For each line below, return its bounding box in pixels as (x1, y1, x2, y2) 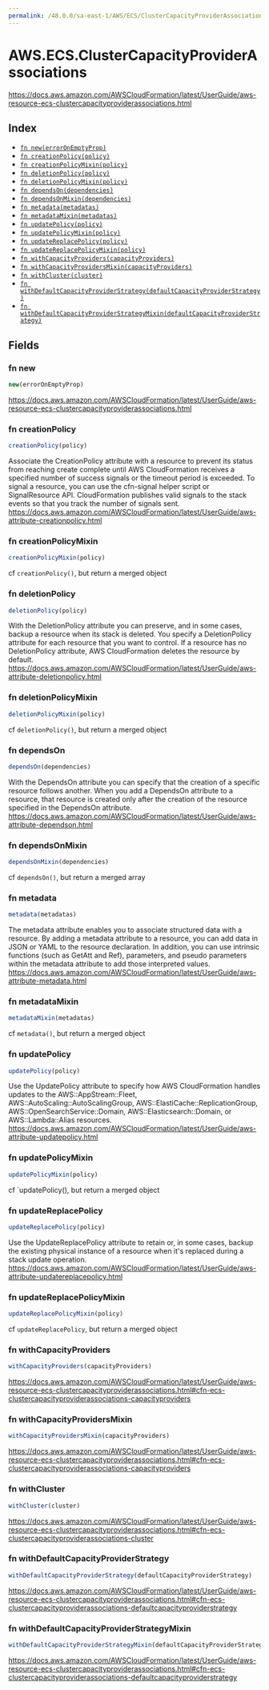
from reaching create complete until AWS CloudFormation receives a (8, 465, 235, 475)
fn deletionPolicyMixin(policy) (19, 178, 128, 187)
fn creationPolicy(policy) (19, 153, 110, 161)
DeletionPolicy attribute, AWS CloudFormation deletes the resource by (8, 646, 240, 656)
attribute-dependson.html (8, 820, 94, 829)
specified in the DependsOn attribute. (8, 802, 132, 813)
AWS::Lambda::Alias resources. (8, 1115, 112, 1125)
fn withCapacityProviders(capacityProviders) (19, 255, 175, 263)
